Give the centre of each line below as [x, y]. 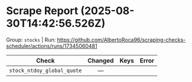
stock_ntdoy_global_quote [45, 70]
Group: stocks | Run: [31, 40]
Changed [101, 60]
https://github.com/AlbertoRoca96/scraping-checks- [121, 40]
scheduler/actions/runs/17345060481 [52, 46]
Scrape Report [42, 11]
